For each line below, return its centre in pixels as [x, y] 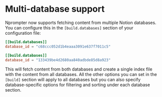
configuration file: [23, 33]
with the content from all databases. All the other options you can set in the [81, 74]
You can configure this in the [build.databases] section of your [69, 27]
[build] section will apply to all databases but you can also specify [73, 80]
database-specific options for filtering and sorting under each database [78, 85]
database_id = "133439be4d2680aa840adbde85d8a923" [58, 60]
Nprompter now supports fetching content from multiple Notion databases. [81, 23]
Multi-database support [55, 9]
